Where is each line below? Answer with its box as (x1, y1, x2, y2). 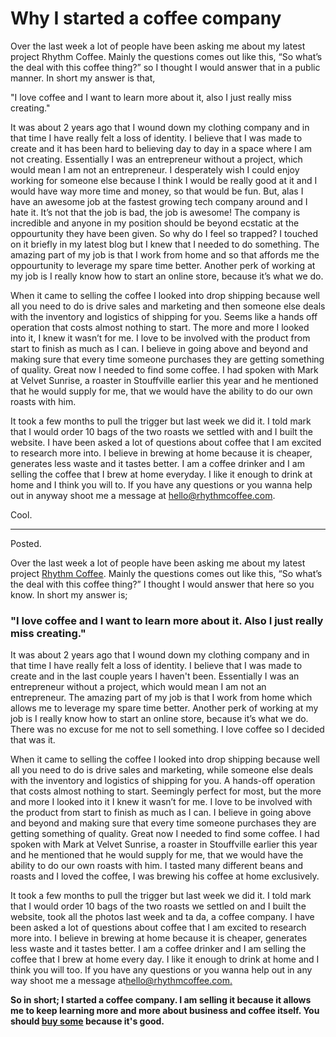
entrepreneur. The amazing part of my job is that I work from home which (10, 692, 313, 704)
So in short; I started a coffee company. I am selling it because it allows (10, 994, 312, 1006)
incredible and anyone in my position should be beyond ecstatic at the (10, 217, 300, 229)
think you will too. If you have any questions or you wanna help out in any (10, 964, 313, 976)
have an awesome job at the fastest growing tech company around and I (10, 195, 308, 207)
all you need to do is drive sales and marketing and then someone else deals (10, 300, 326, 312)
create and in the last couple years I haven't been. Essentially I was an (10, 670, 300, 682)
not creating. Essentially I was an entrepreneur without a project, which (10, 153, 303, 165)
